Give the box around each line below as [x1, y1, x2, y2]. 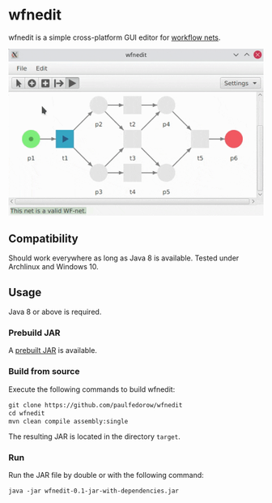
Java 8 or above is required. [8, 307, 102, 317]
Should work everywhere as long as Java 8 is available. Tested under [8, 253, 240, 263]
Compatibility [8, 231, 79, 245]
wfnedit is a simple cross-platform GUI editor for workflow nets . [8, 32, 221, 42]
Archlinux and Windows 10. [8, 262, 99, 272]
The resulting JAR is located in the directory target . [8, 432, 181, 441]
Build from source [8, 366, 80, 377]
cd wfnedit [8, 409, 45, 417]
